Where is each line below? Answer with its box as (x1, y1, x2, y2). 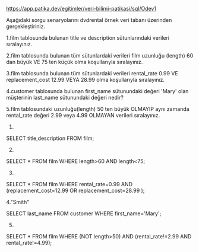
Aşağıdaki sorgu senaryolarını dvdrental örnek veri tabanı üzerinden (6, 17, 172, 23)
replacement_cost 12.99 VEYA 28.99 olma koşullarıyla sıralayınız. (6, 76, 165, 83)
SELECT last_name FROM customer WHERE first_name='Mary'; (6, 210, 162, 217)
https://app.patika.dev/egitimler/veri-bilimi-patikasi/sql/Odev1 (6, 5, 156, 12)
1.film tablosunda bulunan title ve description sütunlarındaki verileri (6, 34, 170, 41)
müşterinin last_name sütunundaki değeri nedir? (6, 94, 124, 101)
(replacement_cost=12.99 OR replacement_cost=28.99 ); (6, 187, 145, 194)
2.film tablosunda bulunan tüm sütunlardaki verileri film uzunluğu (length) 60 (6, 52, 194, 59)
